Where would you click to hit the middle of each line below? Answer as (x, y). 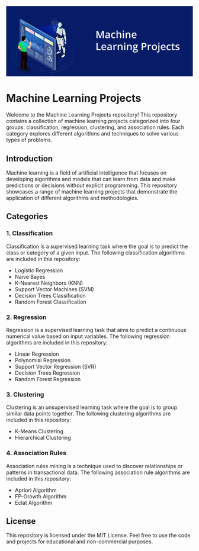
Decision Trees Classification (50, 295)
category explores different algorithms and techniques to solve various (93, 134)
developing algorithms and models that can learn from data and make (91, 179)
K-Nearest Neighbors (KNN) (49, 283)
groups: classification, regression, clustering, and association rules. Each (95, 127)
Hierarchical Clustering (43, 438)
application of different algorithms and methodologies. (73, 198)
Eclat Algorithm (33, 502)
